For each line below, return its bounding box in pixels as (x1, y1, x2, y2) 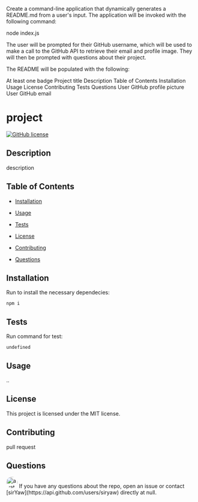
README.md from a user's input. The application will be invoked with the (6, 11, 187, 19)
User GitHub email (6, 90, 52, 97)
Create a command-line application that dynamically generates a (6, 5, 166, 12)
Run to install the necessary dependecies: (6, 289, 110, 296)
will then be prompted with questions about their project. (6, 54, 146, 61)
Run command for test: (6, 333, 63, 340)
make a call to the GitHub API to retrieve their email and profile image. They (6, 47, 193, 55)
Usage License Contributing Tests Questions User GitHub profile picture (6, 83, 185, 91)
